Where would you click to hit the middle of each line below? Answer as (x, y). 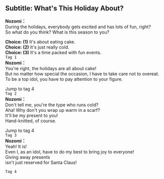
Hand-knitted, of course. (31, 121)
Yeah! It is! (16, 146)
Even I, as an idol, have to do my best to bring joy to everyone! (70, 151)
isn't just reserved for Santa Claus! (41, 162)
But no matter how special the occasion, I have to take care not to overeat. (82, 74)
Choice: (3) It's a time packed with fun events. (53, 52)
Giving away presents (28, 157)
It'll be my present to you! (32, 115)
